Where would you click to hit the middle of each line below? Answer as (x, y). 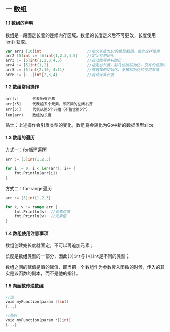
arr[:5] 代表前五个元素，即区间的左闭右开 (49, 104)
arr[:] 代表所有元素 (30, 99)
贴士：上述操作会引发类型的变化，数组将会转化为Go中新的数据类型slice (80, 125)
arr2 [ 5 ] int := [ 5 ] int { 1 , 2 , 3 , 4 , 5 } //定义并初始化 (60, 56)
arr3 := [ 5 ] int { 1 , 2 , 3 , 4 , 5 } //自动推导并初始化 (63, 61)
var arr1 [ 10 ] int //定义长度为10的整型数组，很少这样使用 (83, 51)
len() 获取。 (17, 42)
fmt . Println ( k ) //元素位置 (42, 212)
